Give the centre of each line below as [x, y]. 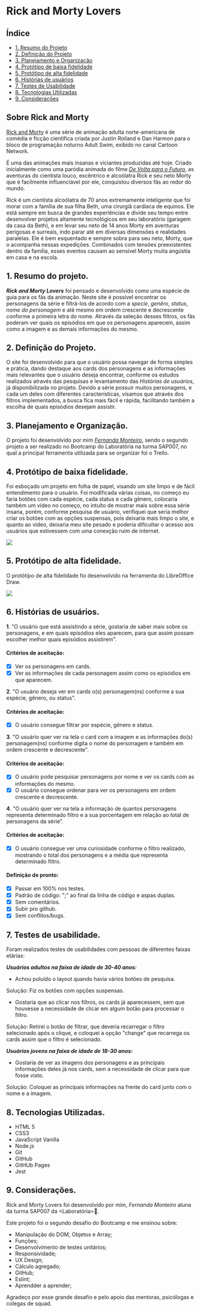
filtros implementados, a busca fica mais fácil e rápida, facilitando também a [100, 400]
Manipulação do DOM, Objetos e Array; [63, 1234]
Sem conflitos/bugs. [40, 916]
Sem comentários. [37, 902]
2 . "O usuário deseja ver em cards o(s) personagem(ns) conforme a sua [95, 692]
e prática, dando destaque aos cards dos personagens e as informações [96, 369]
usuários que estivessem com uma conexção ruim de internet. [83, 531]
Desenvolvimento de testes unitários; [61, 1247]
